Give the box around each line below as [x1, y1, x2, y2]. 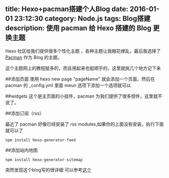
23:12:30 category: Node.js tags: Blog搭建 [14, 14, 151, 23]
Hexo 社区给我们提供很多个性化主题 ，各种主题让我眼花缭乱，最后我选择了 [5, 48, 161, 54]
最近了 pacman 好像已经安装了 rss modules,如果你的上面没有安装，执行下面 [5, 121, 164, 127]
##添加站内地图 [5, 147, 38, 153]
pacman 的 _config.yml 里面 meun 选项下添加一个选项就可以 [5, 82, 131, 88]
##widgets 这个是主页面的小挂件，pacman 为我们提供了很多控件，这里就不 [5, 93, 162, 99]
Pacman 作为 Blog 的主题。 [5, 54, 62, 60]
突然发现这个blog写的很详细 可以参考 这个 [5, 167, 91, 173]
